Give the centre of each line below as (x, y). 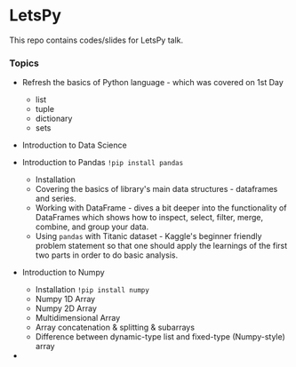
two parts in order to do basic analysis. (107, 255)
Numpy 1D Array (65, 299)
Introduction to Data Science (74, 145)
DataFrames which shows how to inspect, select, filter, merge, (149, 218)
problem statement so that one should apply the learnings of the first (161, 246)
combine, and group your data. (92, 227)
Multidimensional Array (78, 318)
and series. (56, 199)
